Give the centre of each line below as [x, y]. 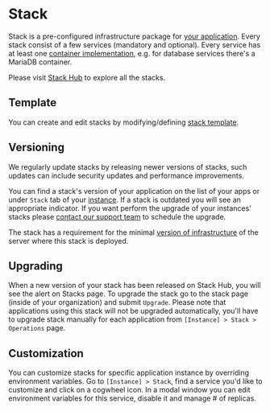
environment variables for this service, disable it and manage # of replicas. [132, 398]
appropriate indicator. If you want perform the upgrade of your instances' [130, 208]
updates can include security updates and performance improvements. [126, 175]
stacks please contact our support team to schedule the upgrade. [117, 216]
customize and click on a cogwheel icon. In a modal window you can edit [130, 390]
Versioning [36, 148]
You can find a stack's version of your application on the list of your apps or [134, 191]
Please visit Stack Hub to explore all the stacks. [87, 77]
